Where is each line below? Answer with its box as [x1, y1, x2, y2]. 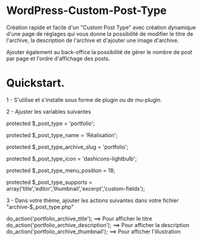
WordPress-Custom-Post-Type [6, 4, 167, 18]
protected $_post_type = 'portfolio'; [6, 120, 95, 127]
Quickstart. [6, 76, 65, 90]
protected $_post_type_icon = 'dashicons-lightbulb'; [6, 155, 137, 162]
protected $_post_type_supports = [6, 178, 93, 186]
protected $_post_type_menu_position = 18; [6, 166, 115, 174]
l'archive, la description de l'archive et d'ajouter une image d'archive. [6, 36, 179, 44]
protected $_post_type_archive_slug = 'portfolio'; [6, 143, 129, 151]
